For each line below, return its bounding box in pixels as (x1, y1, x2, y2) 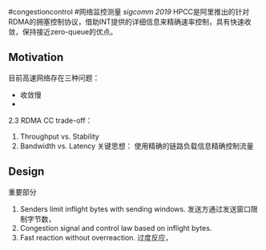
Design (8, 165, 45, 179)
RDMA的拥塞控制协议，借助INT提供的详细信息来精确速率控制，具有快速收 (8, 17, 252, 26)
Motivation (8, 50, 64, 64)
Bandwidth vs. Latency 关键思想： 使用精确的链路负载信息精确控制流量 (19, 141, 254, 151)
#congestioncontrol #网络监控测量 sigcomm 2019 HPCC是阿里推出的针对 (8, 7, 250, 16)
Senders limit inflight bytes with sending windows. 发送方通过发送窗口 (19, 204, 251, 214)
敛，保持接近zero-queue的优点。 (8, 27, 118, 36)
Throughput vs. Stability (19, 131, 100, 141)
